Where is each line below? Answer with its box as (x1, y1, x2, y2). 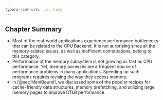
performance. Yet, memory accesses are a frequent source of (12, 64, 136, 69)
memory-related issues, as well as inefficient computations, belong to (12, 48, 152, 54)
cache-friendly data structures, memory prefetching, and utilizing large (12, 84, 155, 90)
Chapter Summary (5, 25, 62, 33)
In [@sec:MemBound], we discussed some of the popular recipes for (12, 79, 151, 85)
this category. (12, 53, 40, 59)
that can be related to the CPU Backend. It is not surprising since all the (12, 43, 156, 49)
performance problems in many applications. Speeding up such (12, 69, 140, 75)
